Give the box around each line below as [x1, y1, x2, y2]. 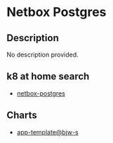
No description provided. [6, 50, 79, 59]
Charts [6, 110, 38, 121]
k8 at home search [6, 70, 90, 82]
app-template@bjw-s [16, 128, 79, 136]
